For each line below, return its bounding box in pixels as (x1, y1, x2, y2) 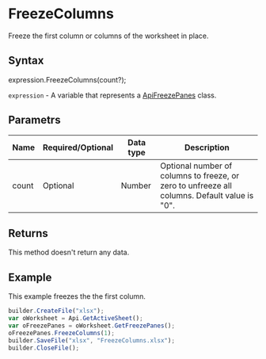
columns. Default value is (160, 189, 254, 201)
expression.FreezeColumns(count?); (8, 74, 127, 84)
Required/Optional (42, 142, 113, 153)
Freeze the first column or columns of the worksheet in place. (8, 31, 209, 40)
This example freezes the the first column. (8, 292, 146, 301)
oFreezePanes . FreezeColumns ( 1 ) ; (8, 329, 115, 337)
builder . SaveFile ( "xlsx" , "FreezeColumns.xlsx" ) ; (8, 336, 176, 345)
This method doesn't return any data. (8, 247, 130, 258)
